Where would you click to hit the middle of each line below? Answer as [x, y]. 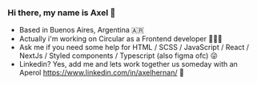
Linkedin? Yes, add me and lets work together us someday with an [128, 64]
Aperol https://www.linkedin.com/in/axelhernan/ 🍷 [102, 73]
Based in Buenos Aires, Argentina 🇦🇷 [82, 30]
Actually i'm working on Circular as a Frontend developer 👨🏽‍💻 [121, 39]
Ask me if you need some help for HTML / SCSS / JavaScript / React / [134, 48]
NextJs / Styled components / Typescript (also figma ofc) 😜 [118, 56]
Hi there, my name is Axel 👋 [62, 13]
